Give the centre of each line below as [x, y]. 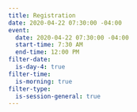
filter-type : [30, 89]
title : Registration [42, 15]
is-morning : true [44, 81]
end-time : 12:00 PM [48, 52]
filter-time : [30, 74]
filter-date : [30, 60]
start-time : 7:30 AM [49, 45]
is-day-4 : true [40, 67]
